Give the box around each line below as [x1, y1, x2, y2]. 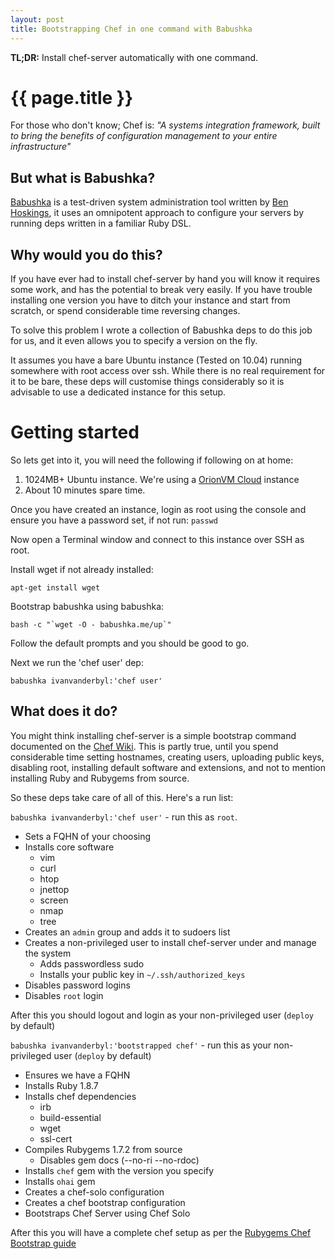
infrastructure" [10, 141, 72, 153]
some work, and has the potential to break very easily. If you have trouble [10, 284, 313, 296]
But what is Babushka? [10, 169, 156, 186]
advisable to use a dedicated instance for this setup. [10, 386, 227, 398]
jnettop [39, 883, 70, 895]
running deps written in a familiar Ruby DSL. [10, 217, 192, 230]
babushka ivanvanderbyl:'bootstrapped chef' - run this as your [10, 1039, 272, 1051]
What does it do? [10, 703, 118, 720]
